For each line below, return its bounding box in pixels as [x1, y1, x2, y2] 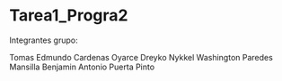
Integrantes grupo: [9, 35, 78, 45]
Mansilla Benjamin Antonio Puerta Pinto [9, 61, 155, 72]
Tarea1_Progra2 [9, 5, 128, 26]
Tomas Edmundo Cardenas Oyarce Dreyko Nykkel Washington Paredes [9, 52, 274, 62]
